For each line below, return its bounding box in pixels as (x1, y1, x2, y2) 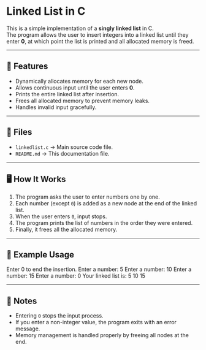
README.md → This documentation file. (15, 150, 110, 157)
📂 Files (6, 127, 32, 137)
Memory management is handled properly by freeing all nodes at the (15, 332, 189, 338)
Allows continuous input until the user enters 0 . (15, 84, 135, 91)
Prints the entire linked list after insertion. (15, 90, 120, 97)
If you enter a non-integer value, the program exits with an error (15, 319, 177, 325)
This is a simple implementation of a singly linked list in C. (6, 25, 154, 32)
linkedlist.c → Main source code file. (15, 143, 113, 151)
